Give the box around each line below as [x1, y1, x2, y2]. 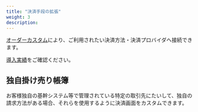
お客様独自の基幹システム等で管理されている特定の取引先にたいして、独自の [6, 92, 193, 99]
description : [6, 19, 39, 25]
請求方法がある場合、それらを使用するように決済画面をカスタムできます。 [6, 100, 188, 107]
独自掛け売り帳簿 [6, 75, 69, 85]
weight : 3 [6, 14, 31, 20]
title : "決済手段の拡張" [6, 8, 61, 15]
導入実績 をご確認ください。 [6, 57, 74, 64]
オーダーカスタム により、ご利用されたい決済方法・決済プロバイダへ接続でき [6, 37, 193, 44]
